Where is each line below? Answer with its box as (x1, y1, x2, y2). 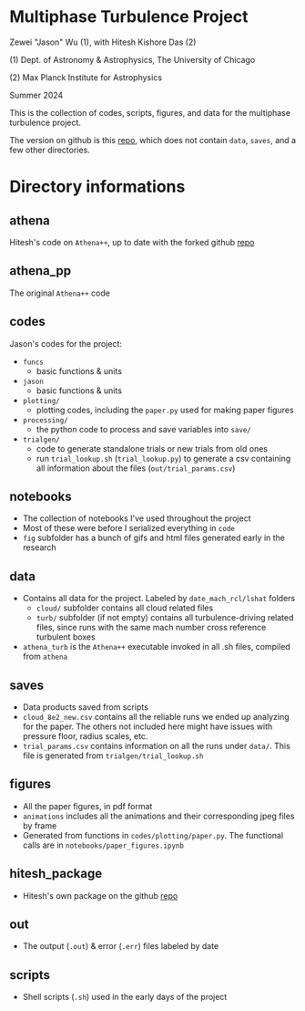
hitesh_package (9, 866, 103, 881)
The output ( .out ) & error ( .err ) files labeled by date (22, 941, 219, 952)
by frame (22, 819, 57, 831)
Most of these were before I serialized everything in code (22, 523, 235, 534)
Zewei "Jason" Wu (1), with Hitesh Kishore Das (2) (9, 36, 197, 47)
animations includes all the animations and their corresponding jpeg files (22, 810, 295, 821)
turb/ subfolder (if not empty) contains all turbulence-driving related (36, 612, 294, 623)
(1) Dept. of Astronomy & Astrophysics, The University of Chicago (9, 54, 256, 65)
